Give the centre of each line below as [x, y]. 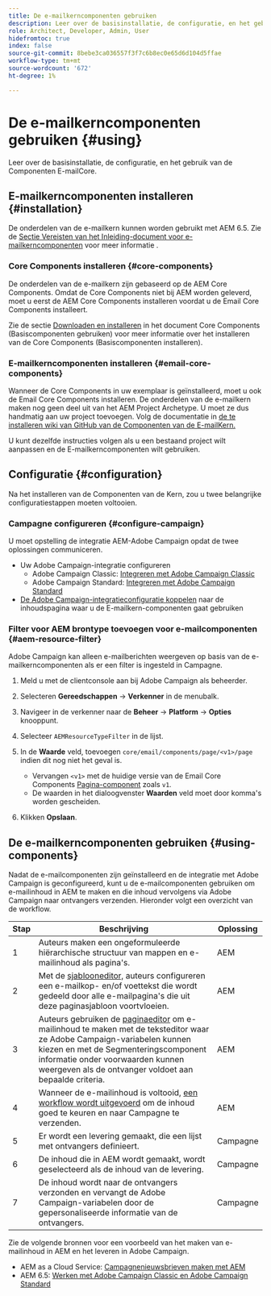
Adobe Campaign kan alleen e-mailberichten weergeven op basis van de [129, 656]
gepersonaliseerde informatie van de [108, 1213]
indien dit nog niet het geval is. [71, 761]
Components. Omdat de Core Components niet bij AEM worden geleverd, [130, 292]
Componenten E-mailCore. [52, 171]
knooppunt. [39, 721]
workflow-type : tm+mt [45, 61]
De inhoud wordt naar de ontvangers [108, 1182]
